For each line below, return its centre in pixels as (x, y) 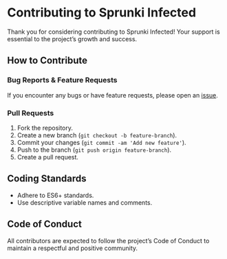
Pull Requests (31, 113)
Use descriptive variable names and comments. (85, 202)
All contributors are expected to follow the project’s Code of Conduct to (108, 240)
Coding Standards (47, 179)
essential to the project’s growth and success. (72, 38)
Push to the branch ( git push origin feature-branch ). (94, 150)
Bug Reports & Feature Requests (62, 80)
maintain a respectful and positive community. (73, 248)
